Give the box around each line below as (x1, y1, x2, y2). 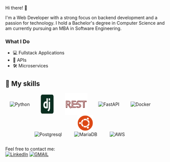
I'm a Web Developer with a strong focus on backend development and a (5, 15, 158, 20)
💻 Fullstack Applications (12, 50, 65, 56)
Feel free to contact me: (5, 146, 55, 152)
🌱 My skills (5, 79, 40, 88)
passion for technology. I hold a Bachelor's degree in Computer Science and (5, 20, 165, 26)
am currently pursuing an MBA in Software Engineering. (5, 25, 122, 31)
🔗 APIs (12, 57, 27, 63)
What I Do (5, 38, 30, 45)
